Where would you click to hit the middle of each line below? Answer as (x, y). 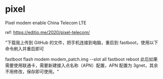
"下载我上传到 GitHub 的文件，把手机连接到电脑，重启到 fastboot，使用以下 (82, 42)
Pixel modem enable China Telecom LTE (46, 23)
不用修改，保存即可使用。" (32, 71)
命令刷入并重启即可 (25, 48)
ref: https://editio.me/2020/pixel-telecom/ (48, 32)
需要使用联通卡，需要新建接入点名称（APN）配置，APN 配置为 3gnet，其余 (82, 65)
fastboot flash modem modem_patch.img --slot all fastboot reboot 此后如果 (81, 59)
